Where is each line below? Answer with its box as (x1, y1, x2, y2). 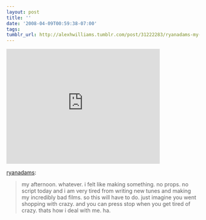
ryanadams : (6, 169, 37, 176)
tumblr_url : (6, 32, 37, 38)
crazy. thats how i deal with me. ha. (21, 207, 111, 214)
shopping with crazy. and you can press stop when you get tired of (21, 200, 191, 208)
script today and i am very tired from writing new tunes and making (21, 188, 191, 195)
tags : (6, 26, 20, 32)
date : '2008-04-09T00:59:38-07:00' (6, 20, 97, 26)
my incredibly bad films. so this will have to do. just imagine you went (21, 194, 197, 201)
